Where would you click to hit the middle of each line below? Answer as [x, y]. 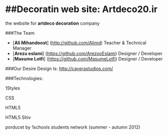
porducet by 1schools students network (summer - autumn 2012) [73, 127]
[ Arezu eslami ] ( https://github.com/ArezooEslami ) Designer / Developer [88, 53]
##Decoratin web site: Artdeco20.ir [81, 9]
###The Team [20, 33]
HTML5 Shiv [18, 117]
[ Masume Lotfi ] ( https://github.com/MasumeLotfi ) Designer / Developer [88, 58]
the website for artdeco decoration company [52, 23]
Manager [22, 48]
